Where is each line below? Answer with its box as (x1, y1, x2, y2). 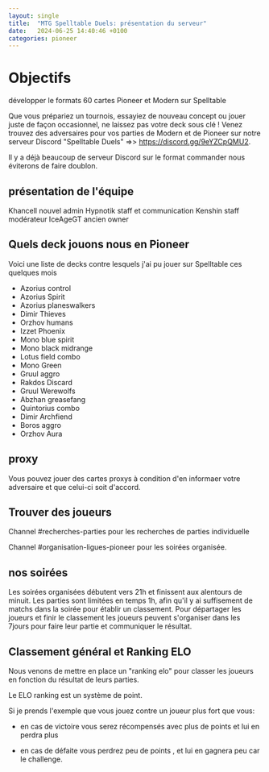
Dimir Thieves (19, 309, 66, 318)
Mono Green (19, 360, 62, 370)
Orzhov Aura (19, 429, 63, 438)
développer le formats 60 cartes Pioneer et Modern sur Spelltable (8, 96, 227, 106)
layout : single (8, 11, 60, 20)
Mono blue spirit (19, 334, 75, 344)
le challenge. (19, 754, 63, 764)
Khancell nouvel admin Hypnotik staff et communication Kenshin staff (8, 206, 240, 215)
